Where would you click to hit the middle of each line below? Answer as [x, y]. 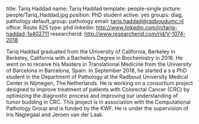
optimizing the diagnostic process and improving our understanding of [92, 96]
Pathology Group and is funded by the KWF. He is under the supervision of [97, 108]
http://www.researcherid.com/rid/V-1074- [135, 34]
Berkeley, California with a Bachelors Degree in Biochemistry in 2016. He [94, 58]
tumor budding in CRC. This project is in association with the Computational [98, 102]
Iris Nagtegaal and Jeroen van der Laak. [55, 115]
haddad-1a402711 [28, 34]
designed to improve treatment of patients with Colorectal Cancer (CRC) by [98, 89]
